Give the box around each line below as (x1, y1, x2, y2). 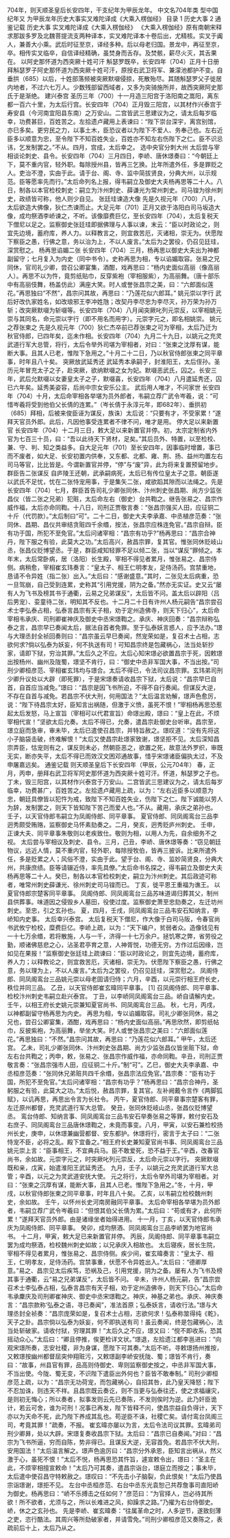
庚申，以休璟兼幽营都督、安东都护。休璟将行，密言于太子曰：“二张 (30, 1129, 220, 1137)
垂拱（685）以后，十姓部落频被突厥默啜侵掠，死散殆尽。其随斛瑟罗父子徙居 (7, 75, 222, 82)
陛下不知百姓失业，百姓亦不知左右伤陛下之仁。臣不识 (66, 134, 217, 143)
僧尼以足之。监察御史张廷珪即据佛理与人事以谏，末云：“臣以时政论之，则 (12, 220, 220, 228)
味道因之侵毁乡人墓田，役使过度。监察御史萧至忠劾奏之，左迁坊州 (36, 898, 223, 906)
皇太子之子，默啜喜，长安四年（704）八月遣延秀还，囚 (66, 375, 222, 383)
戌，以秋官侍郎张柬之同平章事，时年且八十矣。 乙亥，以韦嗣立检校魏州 (7, 1190, 207, 1197)
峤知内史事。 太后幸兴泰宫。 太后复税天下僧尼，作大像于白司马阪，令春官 (7, 915, 214, 923)
